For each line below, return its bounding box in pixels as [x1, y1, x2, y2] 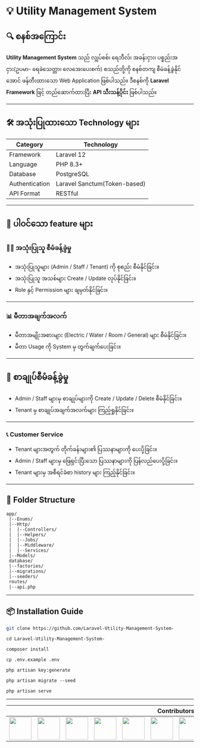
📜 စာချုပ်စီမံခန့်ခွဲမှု [6, 372, 68, 383]
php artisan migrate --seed [6, 678, 76, 684]
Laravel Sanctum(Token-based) [55, 179, 146, 187]
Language [9, 160, 37, 168]
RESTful [55, 189, 79, 198]
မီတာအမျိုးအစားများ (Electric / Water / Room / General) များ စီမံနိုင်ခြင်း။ [14, 331, 187, 338]
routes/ [8, 578, 28, 584]
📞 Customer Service [6, 430, 64, 438]
